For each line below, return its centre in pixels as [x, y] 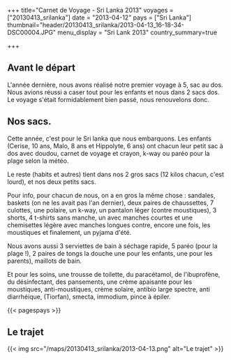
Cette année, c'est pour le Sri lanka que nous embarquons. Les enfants [109, 138]
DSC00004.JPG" [32, 32]
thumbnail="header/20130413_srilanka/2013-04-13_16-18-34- [96, 25]
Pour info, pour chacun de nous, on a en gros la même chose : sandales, [111, 195]
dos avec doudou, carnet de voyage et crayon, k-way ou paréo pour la [109, 153]
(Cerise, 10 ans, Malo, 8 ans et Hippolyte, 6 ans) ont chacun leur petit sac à [115, 145]
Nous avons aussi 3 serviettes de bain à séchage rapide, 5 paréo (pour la [112, 246]
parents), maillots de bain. [45, 261]
